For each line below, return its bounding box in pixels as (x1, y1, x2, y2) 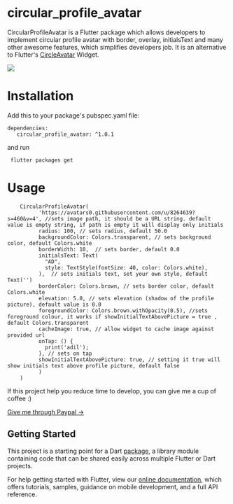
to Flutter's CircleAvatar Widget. (7, 50, 99, 59)
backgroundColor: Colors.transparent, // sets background (38, 233, 211, 241)
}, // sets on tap (38, 350, 92, 357)
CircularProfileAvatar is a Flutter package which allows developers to (7, 28, 206, 36)
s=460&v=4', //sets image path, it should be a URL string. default (7, 215, 211, 222)
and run (7, 143, 30, 151)
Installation (7, 88, 74, 104)
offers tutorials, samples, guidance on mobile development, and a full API (7, 482, 218, 491)
